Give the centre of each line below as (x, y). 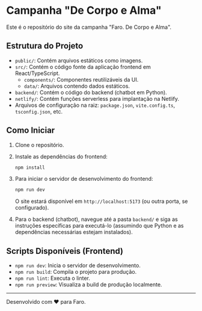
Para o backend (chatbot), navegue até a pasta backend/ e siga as (96, 219)
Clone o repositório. (39, 145)
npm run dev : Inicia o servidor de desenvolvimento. (78, 265)
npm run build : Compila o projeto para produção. (76, 272)
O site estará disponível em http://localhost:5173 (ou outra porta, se (101, 201)
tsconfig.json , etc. (39, 111)
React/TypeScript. (37, 73)
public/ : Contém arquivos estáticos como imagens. (79, 60)
